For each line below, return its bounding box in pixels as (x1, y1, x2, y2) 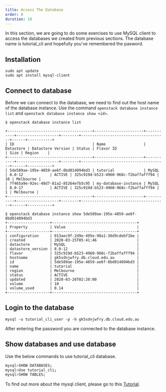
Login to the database (5, 304, 74, 312)
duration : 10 (5, 16, 32, 21)
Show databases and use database (5, 340, 116, 349)
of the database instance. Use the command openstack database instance (5, 105, 158, 111)
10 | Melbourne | (5, 177, 41, 182)
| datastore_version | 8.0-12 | (5, 246, 140, 251)
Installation (5, 55, 41, 64)
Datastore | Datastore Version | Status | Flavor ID (5, 146, 117, 151)
